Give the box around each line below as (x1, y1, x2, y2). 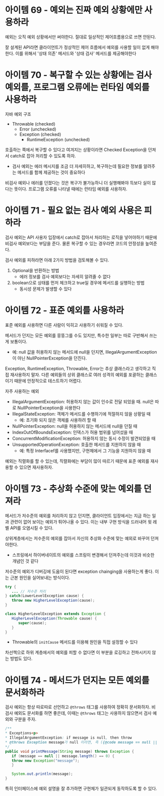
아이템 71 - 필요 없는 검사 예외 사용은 (5, 205, 143, 216)
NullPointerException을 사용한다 (17, 405, 81, 411)
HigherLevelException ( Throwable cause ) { (11, 616, 97, 621)
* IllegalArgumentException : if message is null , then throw (5, 735, 132, 741)
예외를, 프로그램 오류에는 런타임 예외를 (5, 82, 150, 93)
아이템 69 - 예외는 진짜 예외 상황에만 (5, 4, 143, 16)
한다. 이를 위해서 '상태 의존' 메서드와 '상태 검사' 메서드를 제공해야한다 (5, 50, 137, 56)
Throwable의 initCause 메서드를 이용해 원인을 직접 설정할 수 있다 (12, 639, 138, 645)
